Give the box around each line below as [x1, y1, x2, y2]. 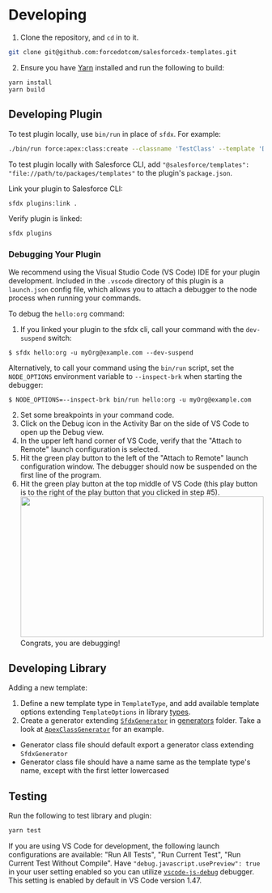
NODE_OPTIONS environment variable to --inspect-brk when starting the [8, 371, 243, 381]
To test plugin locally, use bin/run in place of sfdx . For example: [8, 129, 221, 138]
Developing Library [8, 661, 107, 675]
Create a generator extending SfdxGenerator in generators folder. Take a [19, 716, 261, 725]
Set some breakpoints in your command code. [19, 410, 175, 419]
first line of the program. [19, 470, 102, 479]
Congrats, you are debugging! [19, 638, 121, 648]
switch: [47, 333, 72, 342]
